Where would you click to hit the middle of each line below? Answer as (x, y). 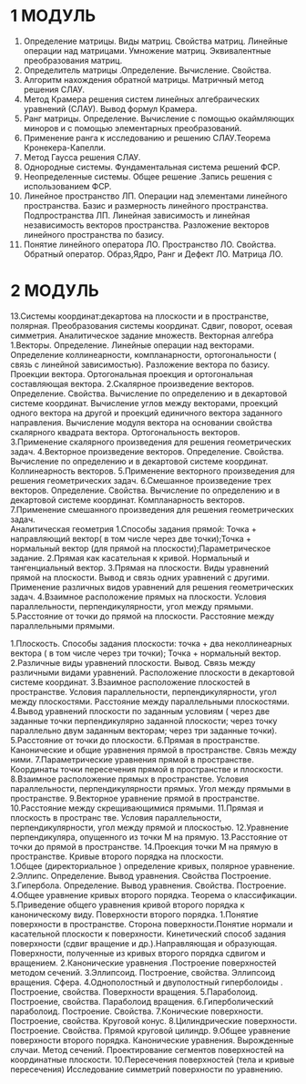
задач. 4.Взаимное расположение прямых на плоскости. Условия (138, 597)
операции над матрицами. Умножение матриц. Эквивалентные (147, 50)
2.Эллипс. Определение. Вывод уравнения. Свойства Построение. (141, 875)
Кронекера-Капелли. (65, 148)
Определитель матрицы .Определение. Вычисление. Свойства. (147, 70)
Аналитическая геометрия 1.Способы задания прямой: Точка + (134, 528)
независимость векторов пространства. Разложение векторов (146, 225)
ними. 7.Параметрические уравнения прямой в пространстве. (132, 759)
